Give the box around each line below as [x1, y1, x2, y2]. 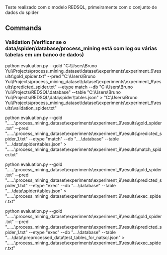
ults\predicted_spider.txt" [5, 84, 57, 90]
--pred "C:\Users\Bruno [47, 73, 96, 79]
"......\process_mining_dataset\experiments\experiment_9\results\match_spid [5, 146, 162, 152]
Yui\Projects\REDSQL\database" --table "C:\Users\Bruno [5, 89, 121, 95]
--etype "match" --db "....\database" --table [29, 135, 119, 141]
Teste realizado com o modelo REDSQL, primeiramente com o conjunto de [5, 4, 158, 10]
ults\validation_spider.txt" [5, 105, 57, 111]
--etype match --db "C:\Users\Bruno [58, 84, 133, 90]
